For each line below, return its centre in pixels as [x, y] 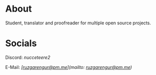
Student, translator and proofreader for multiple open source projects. [78, 23]
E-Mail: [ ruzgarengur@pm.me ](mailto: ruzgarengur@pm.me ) [69, 67]
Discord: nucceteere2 [28, 57]
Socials [21, 43]
